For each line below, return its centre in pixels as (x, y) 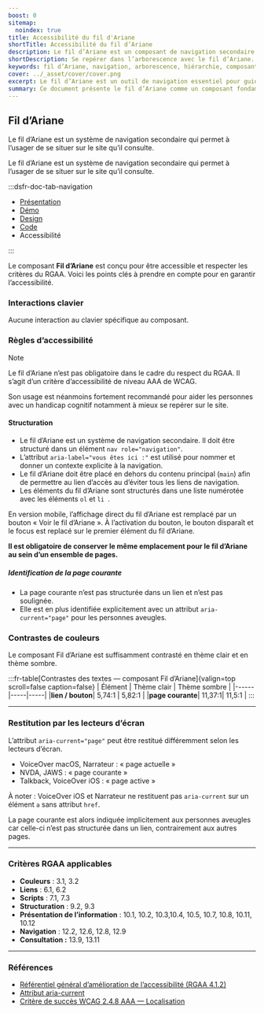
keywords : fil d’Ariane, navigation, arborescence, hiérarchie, (115, 67)
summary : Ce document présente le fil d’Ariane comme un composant (121, 89)
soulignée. (36, 601)
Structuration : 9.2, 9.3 (57, 906)
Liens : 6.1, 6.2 (43, 889)
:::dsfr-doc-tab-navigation (50, 187)
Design (31, 219)
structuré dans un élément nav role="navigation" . (101, 449)
